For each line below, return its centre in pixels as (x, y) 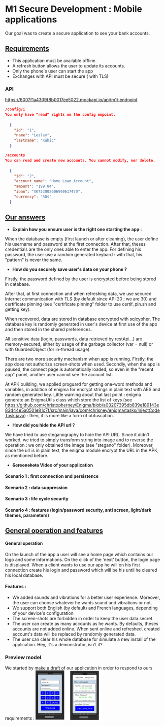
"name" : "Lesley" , (33, 135)
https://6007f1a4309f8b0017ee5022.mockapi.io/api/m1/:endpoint (71, 100)
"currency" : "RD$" (33, 197)
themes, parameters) (27, 515)
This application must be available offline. (54, 61)
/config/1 (15, 109)
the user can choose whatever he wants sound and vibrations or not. (82, 602)
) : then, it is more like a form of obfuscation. (69, 415)
